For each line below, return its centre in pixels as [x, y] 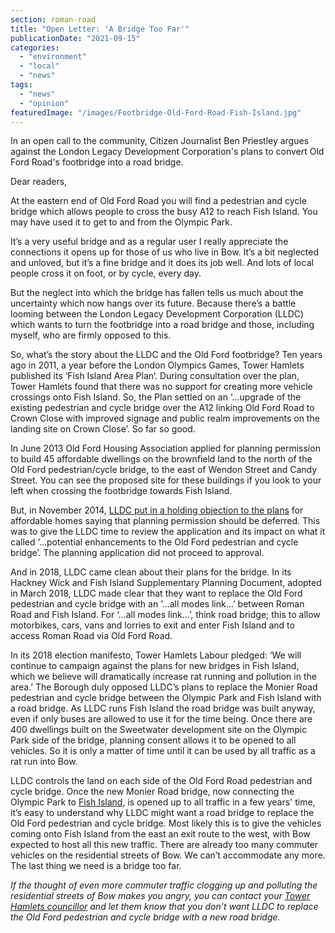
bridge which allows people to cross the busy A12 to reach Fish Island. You [164, 212]
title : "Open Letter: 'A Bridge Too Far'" [100, 29]
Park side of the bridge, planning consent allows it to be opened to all [153, 740]
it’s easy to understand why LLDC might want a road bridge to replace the [162, 813]
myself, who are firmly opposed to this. [91, 335]
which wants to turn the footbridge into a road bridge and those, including [162, 325]
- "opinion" [44, 103]
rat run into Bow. [44, 762]
